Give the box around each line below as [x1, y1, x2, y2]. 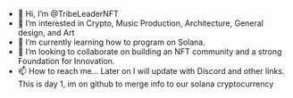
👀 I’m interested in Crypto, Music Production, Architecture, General [17, 18, 264, 29]
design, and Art [17, 28, 75, 37]
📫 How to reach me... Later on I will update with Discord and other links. [17, 66, 285, 76]
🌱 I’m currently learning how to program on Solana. [17, 37, 205, 47]
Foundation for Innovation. [17, 56, 115, 66]
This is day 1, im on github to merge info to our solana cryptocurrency [17, 78, 274, 89]
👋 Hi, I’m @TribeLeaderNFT [17, 9, 119, 19]
